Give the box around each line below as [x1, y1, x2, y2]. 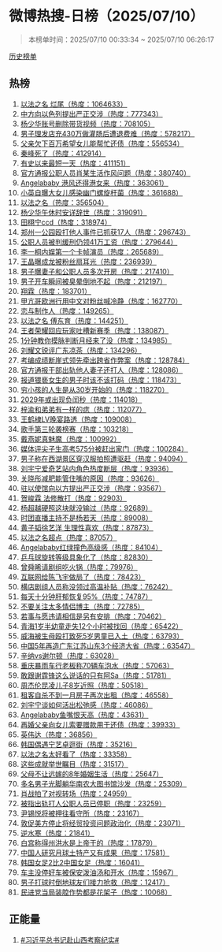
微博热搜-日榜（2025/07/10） [9, 7, 204, 25]
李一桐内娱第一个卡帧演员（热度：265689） [20, 247, 164, 256]
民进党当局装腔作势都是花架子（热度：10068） [20, 887, 172, 897]
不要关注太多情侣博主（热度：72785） [20, 601, 145, 611]
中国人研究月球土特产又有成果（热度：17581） [20, 848, 170, 857]
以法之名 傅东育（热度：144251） [20, 316, 129, 325]
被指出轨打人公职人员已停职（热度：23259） [20, 798, 166, 808]
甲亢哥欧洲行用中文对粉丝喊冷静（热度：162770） [20, 296, 183, 306]
